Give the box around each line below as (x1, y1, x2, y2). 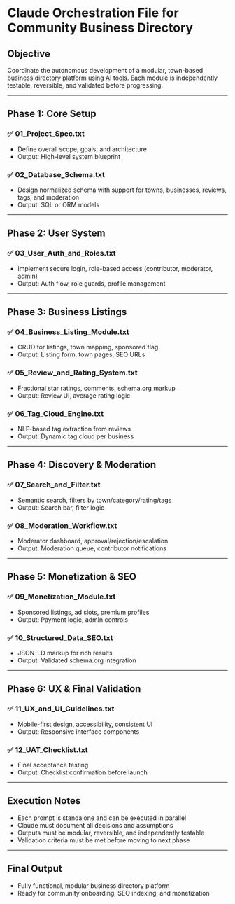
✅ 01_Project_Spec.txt (7, 129, 85, 139)
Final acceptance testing (17, 760, 89, 769)
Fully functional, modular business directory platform (17, 881, 170, 890)
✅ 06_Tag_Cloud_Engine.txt (7, 408, 104, 418)
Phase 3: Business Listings (7, 306, 127, 318)
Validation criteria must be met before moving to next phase (17, 835, 190, 844)
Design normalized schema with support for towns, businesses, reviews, (17, 186, 227, 194)
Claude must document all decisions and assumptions (17, 821, 173, 829)
